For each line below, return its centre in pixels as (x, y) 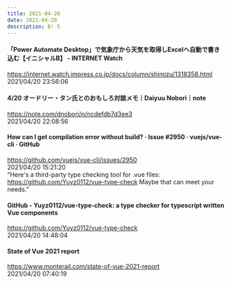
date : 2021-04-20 (32, 20)
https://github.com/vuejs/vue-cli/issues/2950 (72, 159)
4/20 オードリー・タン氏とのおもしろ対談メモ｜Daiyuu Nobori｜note (107, 98)
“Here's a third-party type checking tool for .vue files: (84, 175)
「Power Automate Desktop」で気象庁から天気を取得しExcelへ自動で (108, 49)
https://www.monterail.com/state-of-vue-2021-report (84, 267)
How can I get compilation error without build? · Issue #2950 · (98, 137)
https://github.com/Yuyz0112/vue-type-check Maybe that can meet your (111, 181)
